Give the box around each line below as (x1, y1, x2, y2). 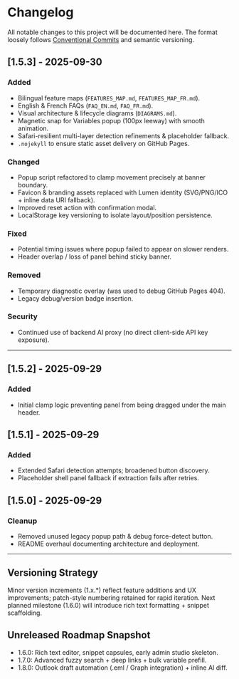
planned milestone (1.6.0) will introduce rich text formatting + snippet (7, 601, 210, 609)
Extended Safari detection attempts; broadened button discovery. (17, 466, 210, 475)
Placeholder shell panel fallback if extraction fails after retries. (17, 474, 199, 482)
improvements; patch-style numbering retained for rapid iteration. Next (7, 593, 216, 602)
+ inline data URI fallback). (17, 195, 95, 204)
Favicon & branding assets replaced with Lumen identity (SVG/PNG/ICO (17, 188, 228, 197)
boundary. (17, 180, 48, 189)
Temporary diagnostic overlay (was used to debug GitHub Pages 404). (17, 286, 225, 295)
